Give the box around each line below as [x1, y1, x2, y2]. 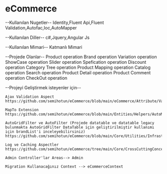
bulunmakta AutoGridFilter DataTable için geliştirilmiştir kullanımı [5, 125, 155, 130]
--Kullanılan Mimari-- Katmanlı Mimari [5, 44, 83, 50]
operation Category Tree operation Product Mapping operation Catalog [5, 64, 151, 70]
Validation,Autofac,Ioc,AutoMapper [5, 24, 77, 30]
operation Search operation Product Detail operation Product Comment [5, 69, 151, 75]
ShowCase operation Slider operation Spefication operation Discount [5, 59, 147, 65]
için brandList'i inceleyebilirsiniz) [5, 129, 85, 134]
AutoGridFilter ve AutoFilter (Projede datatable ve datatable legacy [5, 120, 155, 125]
